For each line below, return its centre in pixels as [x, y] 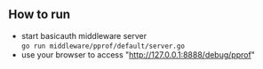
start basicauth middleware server [84, 35]
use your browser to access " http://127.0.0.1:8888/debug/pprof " [138, 54]
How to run [40, 15]
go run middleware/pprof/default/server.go [103, 46]
